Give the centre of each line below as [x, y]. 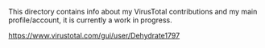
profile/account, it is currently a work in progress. [90, 20]
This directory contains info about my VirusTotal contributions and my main [133, 12]
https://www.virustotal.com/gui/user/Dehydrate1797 [94, 36]
